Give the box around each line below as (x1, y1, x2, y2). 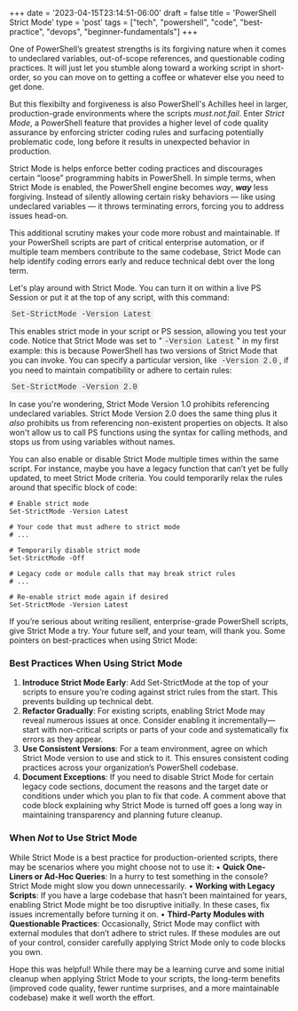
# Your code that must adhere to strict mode (9, 523, 180, 532)
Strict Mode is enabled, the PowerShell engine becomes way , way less (9, 182, 269, 192)
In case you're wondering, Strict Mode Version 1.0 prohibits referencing (9, 399, 271, 409)
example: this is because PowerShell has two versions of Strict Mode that (9, 346, 278, 356)
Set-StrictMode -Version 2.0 (12, 382, 137, 392)
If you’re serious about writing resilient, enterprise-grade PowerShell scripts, (9, 616, 289, 626)
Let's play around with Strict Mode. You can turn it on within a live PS (9, 283, 262, 293)
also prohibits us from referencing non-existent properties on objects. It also (9, 418, 288, 428)
